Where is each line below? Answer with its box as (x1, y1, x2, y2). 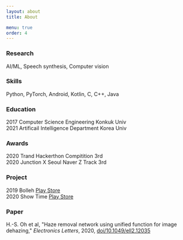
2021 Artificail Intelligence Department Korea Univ (6, 125, 127, 132)
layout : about (6, 8, 41, 15)
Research (6, 49, 34, 57)
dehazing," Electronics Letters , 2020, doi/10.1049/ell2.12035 (6, 227, 151, 234)
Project (6, 173, 28, 181)
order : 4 (6, 30, 28, 36)
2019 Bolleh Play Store (6, 187, 60, 194)
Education (6, 105, 36, 113)
